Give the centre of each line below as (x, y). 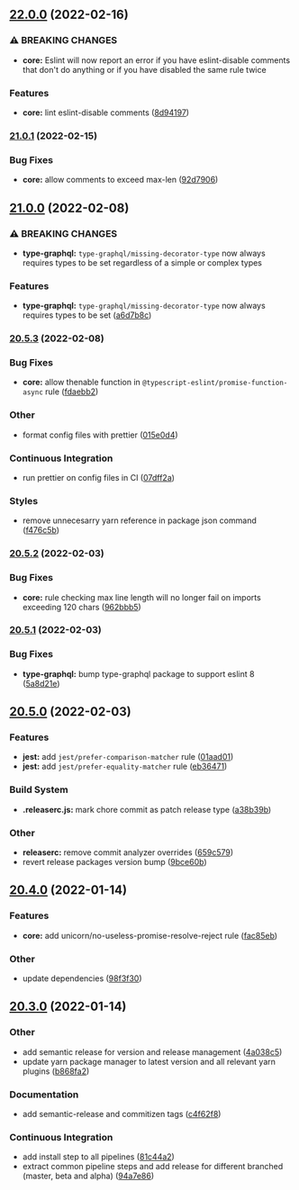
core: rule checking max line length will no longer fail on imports (141, 597)
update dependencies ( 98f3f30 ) (82, 978)
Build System (39, 789)
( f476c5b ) (41, 530)
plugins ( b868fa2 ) (56, 1071)
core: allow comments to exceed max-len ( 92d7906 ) (120, 180)
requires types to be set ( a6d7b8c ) (87, 315)
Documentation (44, 1095)
